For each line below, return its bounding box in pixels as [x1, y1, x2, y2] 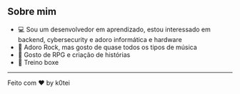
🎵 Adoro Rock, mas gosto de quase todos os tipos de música [17, 43, 198, 51]
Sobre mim [7, 6, 57, 18]
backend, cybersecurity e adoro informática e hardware [17, 35, 182, 43]
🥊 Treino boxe [17, 58, 59, 66]
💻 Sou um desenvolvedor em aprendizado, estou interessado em [17, 25, 211, 33]
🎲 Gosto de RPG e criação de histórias [17, 50, 131, 59]
